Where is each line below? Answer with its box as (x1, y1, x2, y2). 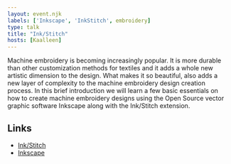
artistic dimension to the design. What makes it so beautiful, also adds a (7, 72, 218, 80)
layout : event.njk (7, 10, 62, 18)
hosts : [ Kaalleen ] (7, 37, 62, 44)
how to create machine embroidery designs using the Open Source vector (7, 94, 225, 103)
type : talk (7, 23, 40, 31)
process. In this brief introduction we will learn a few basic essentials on (7, 87, 219, 95)
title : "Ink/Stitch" (7, 30, 69, 38)
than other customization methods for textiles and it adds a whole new (7, 64, 213, 72)
